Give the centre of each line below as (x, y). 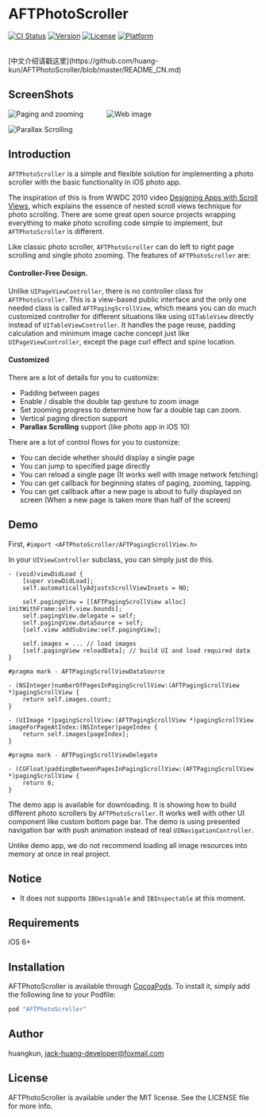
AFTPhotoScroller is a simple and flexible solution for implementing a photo (131, 173)
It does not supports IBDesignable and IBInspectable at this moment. (133, 898)
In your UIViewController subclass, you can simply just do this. (111, 559)
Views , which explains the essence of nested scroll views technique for (125, 206)
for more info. (31, 1106)
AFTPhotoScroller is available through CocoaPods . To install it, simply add (129, 987)
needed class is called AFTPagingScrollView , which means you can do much (132, 308)
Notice (25, 879)
